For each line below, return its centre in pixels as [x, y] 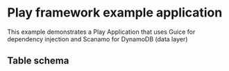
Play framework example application [115, 13]
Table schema [38, 61]
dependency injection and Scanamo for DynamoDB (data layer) [97, 39]
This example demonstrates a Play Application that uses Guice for [101, 32]
